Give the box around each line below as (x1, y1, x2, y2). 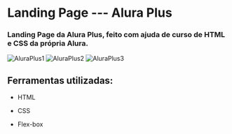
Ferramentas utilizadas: (7, 75, 114, 87)
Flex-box (17, 120, 43, 128)
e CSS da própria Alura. (7, 38, 89, 48)
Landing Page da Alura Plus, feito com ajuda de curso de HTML (7, 30, 226, 40)
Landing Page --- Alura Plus (7, 5, 173, 21)
